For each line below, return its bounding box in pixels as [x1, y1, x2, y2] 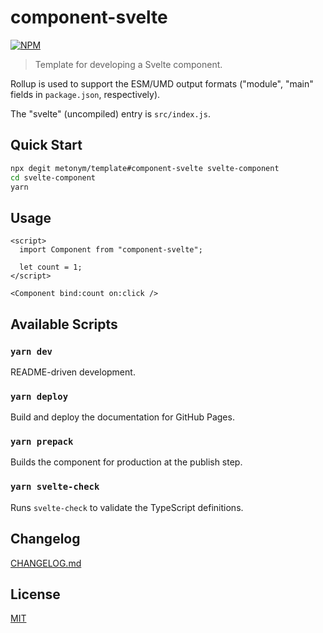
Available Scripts [10, 316, 118, 333]
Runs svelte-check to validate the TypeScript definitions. [10, 501, 244, 513]
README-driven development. [10, 366, 136, 378]
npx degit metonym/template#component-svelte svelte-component [10, 163, 280, 173]
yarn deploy [10, 391, 69, 402]
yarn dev [10, 346, 53, 357]
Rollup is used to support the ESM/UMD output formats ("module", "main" [10, 77, 314, 90]
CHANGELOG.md [10, 557, 82, 569]
